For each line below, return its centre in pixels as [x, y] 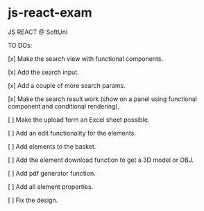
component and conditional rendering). [64, 106]
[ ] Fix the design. [33, 200]
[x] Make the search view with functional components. [86, 58]
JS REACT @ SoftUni [38, 32]
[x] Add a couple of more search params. [67, 85]
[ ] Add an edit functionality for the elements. [72, 133]
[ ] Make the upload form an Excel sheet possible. [79, 120]
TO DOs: [20, 45]
